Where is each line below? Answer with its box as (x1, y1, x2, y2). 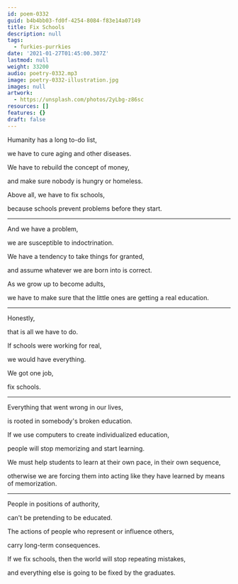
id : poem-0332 (7, 10, 50, 18)
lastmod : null (7, 57, 50, 64)
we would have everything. (7, 355, 86, 363)
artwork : (7, 89, 33, 97)
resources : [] (7, 103, 50, 110)
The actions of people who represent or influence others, (7, 527, 175, 536)
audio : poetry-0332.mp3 (7, 70, 78, 77)
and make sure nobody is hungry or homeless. (7, 177, 143, 185)
